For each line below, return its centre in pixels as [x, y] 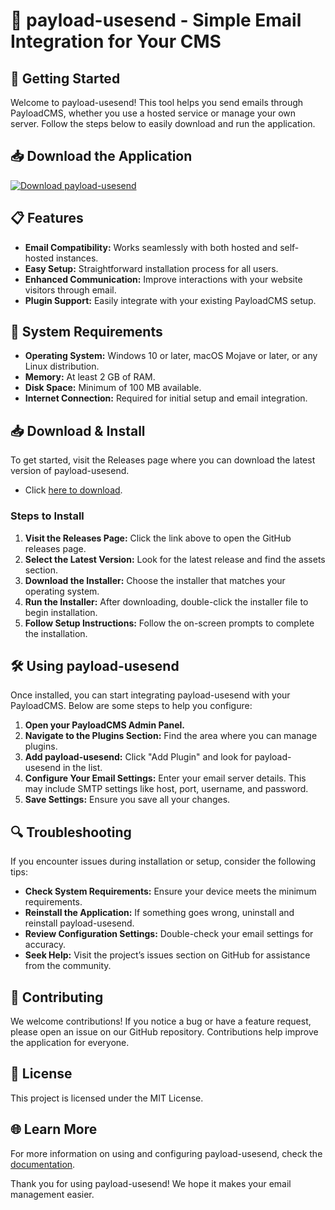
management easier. [52, 1194]
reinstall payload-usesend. [79, 923]
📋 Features [47, 218]
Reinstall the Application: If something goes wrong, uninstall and [159, 913]
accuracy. [45, 945]
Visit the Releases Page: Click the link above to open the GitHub [158, 538]
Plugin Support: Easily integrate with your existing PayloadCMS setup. [170, 300]
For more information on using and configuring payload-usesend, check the [166, 1153]
